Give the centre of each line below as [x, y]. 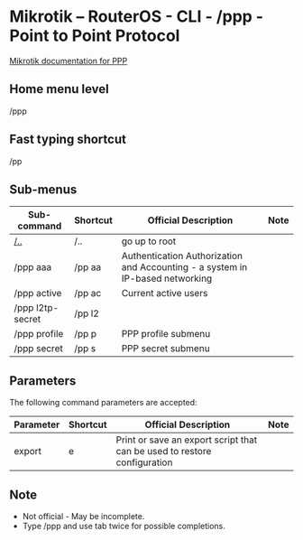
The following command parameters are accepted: [103, 403]
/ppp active [38, 293]
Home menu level [60, 89]
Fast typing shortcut [68, 140]
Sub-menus [43, 189]
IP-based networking [167, 279]
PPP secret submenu [165, 349]
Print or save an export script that [187, 440]
